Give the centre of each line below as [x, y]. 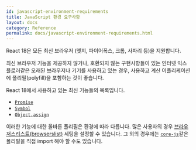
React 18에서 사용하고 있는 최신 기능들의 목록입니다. [66, 90]
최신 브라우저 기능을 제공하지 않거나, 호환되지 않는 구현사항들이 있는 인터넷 [91, 63]
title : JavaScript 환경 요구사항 [43, 17]
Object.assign [32, 115]
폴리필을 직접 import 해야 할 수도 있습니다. [54, 141]
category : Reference [31, 28]
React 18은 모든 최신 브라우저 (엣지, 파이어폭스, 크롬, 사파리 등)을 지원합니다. [94, 51]
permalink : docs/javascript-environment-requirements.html [80, 33]
